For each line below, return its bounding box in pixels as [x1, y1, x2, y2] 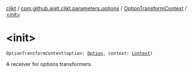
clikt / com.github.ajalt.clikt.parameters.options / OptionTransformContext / [6, 5, 187, 12]
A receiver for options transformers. [6, 60, 92, 67]
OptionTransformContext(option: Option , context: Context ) [6, 50, 153, 56]
